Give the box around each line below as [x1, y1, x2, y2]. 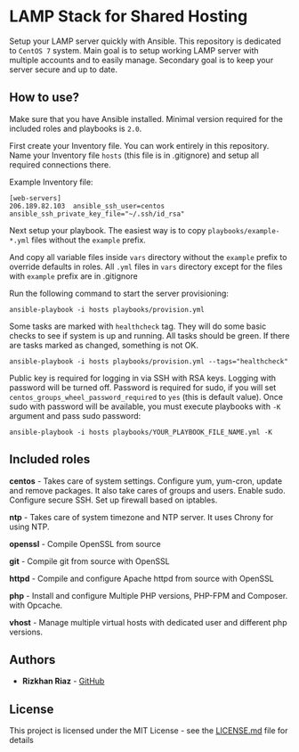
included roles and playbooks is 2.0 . [9, 123, 142, 134]
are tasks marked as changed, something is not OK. [9, 339, 198, 350]
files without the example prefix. [30, 234, 147, 245]
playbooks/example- [207, 226, 280, 235]
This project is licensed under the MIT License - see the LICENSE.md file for [9, 725, 288, 736]
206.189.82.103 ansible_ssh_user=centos [9, 201, 166, 210]
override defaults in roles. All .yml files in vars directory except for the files [9, 261, 283, 272]
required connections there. [9, 159, 111, 170]
